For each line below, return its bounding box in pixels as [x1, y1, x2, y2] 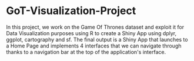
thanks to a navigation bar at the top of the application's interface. [6, 48, 166, 55]
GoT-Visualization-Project [6, 4, 136, 18]
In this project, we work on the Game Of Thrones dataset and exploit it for [6, 23, 184, 30]
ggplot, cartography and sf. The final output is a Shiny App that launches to [6, 36, 188, 43]
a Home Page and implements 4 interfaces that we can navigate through [6, 42, 182, 49]
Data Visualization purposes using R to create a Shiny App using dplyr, [6, 29, 177, 36]
